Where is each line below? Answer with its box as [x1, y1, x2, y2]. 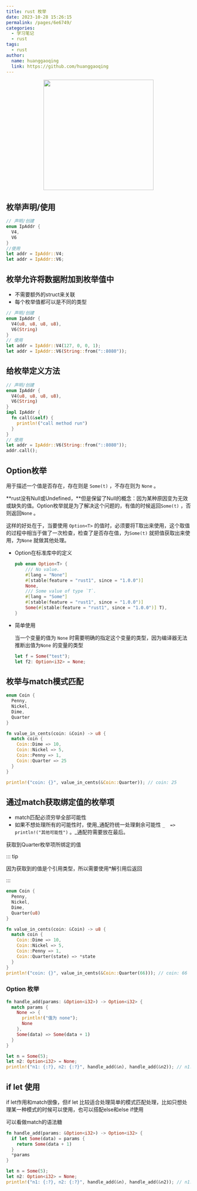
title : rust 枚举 [6, 8, 47, 15]
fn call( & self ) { [11, 415, 54, 421]
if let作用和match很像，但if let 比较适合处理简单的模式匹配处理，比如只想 [6, 1099, 183, 1106]
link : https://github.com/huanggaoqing [11, 63, 109, 69]
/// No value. [25, 566, 60, 572]
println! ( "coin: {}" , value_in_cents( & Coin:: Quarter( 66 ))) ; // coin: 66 [6, 970, 188, 976]
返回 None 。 [11, 510, 39, 516]
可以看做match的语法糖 [6, 1118, 63, 1125]
